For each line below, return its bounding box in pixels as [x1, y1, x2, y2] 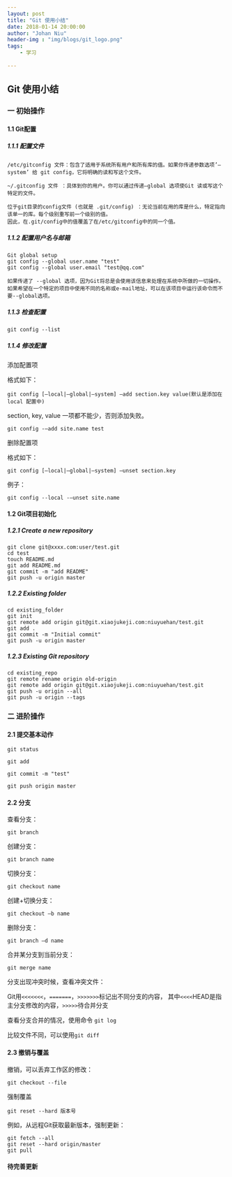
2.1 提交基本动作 [7, 730, 54, 738]
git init [7, 613, 33, 620]
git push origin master [7, 783, 77, 790]
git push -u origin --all [7, 688, 82, 695]
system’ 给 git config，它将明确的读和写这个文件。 [7, 168, 145, 175]
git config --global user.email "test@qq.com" [7, 263, 145, 271]
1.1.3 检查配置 [7, 308, 47, 317]
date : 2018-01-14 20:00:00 [7, 23, 86, 30]
